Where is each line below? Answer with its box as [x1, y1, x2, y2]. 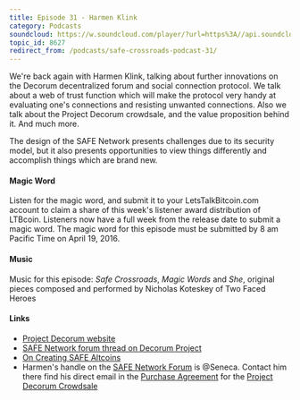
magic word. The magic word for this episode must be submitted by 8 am [9, 224, 279, 234]
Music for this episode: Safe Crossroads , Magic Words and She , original [9, 274, 275, 285]
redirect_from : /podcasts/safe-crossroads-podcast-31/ [9, 47, 218, 55]
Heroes [9, 293, 37, 303]
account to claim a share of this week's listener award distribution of [9, 205, 262, 216]
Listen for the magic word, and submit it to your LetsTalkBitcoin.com [9, 195, 259, 206]
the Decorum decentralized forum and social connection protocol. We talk [9, 81, 281, 91]
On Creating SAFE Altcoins [21, 352, 121, 362]
